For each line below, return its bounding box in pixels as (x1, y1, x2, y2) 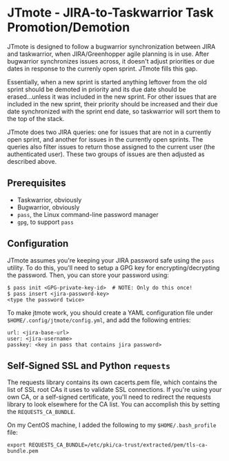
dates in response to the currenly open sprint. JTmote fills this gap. (7, 64, 198, 73)
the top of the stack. (7, 114, 65, 122)
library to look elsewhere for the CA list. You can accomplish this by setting (7, 400, 221, 408)
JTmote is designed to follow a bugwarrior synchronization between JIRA (7, 42, 216, 50)
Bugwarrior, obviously (17, 203, 80, 211)
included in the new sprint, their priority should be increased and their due (7, 100, 219, 108)
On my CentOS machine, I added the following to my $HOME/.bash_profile (7, 421, 217, 429)
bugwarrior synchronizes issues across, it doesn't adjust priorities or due (7, 57, 215, 65)
